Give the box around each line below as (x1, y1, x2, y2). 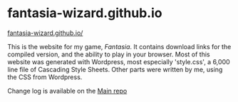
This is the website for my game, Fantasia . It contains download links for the (7, 42, 232, 51)
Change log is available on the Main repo (7, 86, 128, 95)
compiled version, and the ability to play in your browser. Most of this (7, 50, 210, 58)
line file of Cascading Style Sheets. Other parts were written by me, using (7, 65, 223, 73)
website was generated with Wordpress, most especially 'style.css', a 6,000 (7, 57, 230, 66)
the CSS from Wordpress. (7, 73, 83, 81)
